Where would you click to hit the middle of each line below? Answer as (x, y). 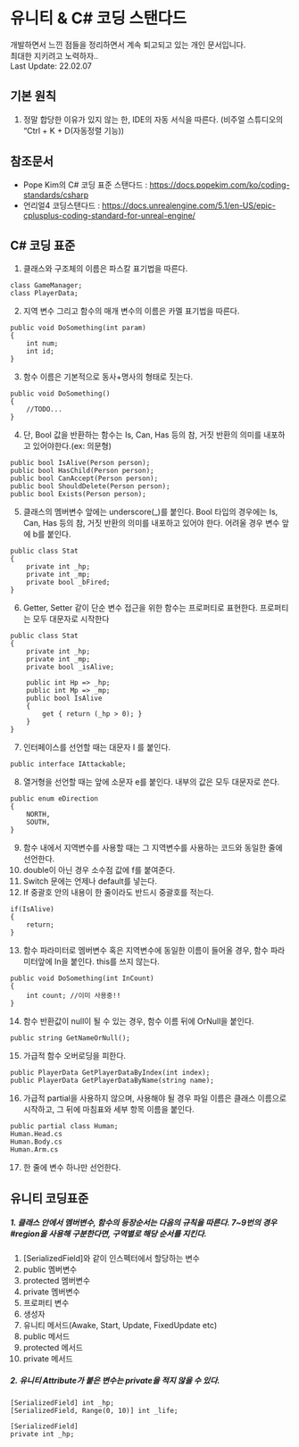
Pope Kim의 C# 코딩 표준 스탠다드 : (85, 185)
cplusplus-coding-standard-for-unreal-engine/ (109, 215)
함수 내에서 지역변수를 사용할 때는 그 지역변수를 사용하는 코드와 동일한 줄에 (153, 848)
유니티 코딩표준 (50, 1198)
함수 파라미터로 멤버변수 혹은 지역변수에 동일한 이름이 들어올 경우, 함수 (145, 951)
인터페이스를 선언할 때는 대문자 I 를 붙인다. (97, 747)
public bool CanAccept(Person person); (84, 478)
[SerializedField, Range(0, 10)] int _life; (94, 1410)
